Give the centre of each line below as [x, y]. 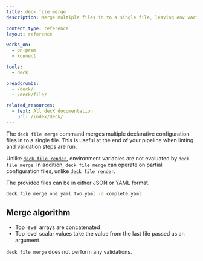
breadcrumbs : [23, 83]
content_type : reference [37, 28]
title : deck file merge [36, 12]
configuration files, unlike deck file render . [61, 171]
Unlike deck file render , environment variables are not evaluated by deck [98, 158]
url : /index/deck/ [40, 117]
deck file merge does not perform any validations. [69, 251]
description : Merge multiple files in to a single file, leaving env [96, 17]
